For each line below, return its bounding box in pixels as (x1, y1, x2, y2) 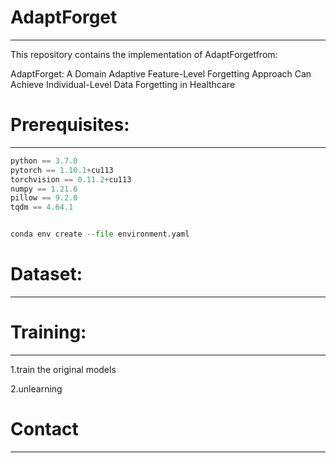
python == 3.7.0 (10, 156, 78, 166)
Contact (10, 418, 79, 441)
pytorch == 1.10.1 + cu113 (10, 165, 114, 175)
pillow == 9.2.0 (10, 193, 78, 203)
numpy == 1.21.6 (10, 184, 78, 194)
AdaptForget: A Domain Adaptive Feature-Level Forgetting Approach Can (10, 67, 312, 80)
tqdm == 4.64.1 (10, 202, 74, 213)
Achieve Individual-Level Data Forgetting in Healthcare (10, 78, 236, 90)
